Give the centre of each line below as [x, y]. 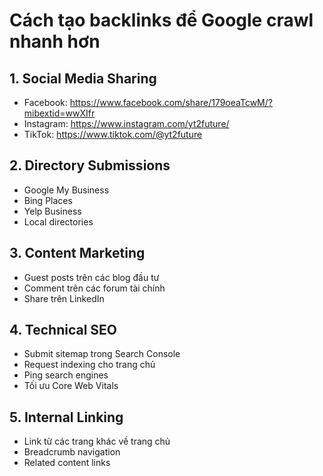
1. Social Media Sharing [83, 78]
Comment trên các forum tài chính [94, 288]
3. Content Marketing [77, 253]
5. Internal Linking [66, 417]
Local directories [58, 221]
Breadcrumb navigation [72, 452]
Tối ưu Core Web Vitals [71, 386]
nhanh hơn [55, 41]
